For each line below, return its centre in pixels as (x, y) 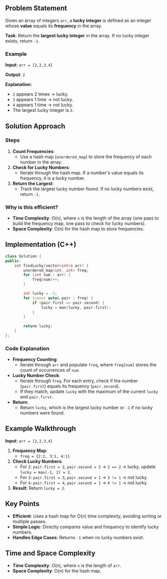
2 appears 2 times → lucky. (40, 94)
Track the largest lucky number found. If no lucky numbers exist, (87, 189)
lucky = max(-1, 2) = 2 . (46, 472)
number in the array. (41, 162)
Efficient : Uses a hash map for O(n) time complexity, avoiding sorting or (87, 516)
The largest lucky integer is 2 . (43, 110)
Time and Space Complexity (50, 553)
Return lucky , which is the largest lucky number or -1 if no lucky (86, 408)
